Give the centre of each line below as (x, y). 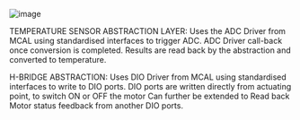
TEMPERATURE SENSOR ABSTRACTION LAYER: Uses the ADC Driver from (147, 31)
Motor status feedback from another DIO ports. (97, 106)
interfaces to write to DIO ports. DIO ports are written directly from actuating (150, 86)
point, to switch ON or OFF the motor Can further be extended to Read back (150, 96)
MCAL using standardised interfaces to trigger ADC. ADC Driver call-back (146, 41)
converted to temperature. (58, 60)
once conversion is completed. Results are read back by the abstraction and (150, 50)
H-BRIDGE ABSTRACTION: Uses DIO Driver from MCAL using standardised (148, 77)
